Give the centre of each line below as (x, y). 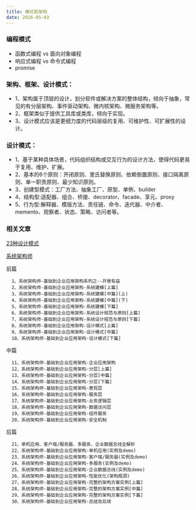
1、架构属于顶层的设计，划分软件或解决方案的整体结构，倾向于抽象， (100, 99)
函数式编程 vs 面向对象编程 (48, 53)
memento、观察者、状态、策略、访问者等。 (68, 212)
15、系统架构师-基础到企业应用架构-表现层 (57, 388)
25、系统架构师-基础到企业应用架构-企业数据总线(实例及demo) (78, 470)
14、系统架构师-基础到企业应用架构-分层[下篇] (62, 382)
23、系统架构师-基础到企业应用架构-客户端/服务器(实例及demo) (80, 457)
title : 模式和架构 (27, 12)
